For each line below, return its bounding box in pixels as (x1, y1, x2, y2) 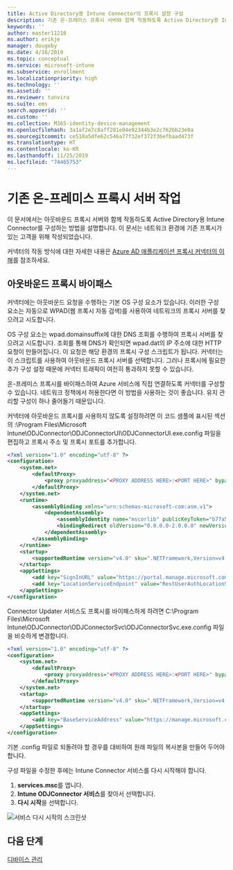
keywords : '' (7, 23, 45, 30)
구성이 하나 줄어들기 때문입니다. (19, 396, 105, 405)
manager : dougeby (7, 42, 58, 49)
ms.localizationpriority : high (7, 74, 98, 82)
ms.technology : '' (7, 81, 60, 88)
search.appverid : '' (7, 107, 67, 114)
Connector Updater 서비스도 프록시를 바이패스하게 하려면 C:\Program (7, 607, 199, 615)
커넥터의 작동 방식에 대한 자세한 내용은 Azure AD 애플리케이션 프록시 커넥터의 (7, 247, 218, 256)
